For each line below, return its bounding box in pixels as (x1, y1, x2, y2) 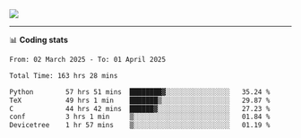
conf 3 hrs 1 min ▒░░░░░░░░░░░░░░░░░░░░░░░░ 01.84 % (9, 112, 271, 122)
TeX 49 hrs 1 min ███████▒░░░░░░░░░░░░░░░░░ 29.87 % (9, 96, 271, 105)
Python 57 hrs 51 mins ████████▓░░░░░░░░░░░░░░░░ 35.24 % (9, 87, 271, 97)
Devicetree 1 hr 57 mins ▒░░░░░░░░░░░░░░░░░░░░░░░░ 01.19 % (9, 121, 271, 130)
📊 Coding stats (9, 35, 69, 45)
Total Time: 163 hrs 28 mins (9, 71, 118, 80)
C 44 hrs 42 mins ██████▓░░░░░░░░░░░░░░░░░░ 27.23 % (9, 104, 271, 113)
